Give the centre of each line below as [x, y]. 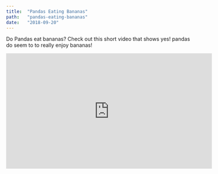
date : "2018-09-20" [33, 22]
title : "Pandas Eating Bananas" [47, 11]
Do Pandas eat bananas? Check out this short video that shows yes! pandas [98, 39]
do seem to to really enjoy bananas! [49, 45]
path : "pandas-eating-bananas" [47, 17]
